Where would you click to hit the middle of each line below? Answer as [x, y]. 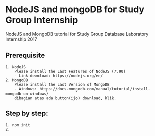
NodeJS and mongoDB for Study [75, 9]
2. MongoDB [17, 80]
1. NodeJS [16, 67]
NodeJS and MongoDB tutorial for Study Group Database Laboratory [77, 34]
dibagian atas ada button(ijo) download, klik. [65, 98]
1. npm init [18, 125]
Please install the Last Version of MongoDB [62, 84]
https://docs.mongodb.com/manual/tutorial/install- [95, 89]
